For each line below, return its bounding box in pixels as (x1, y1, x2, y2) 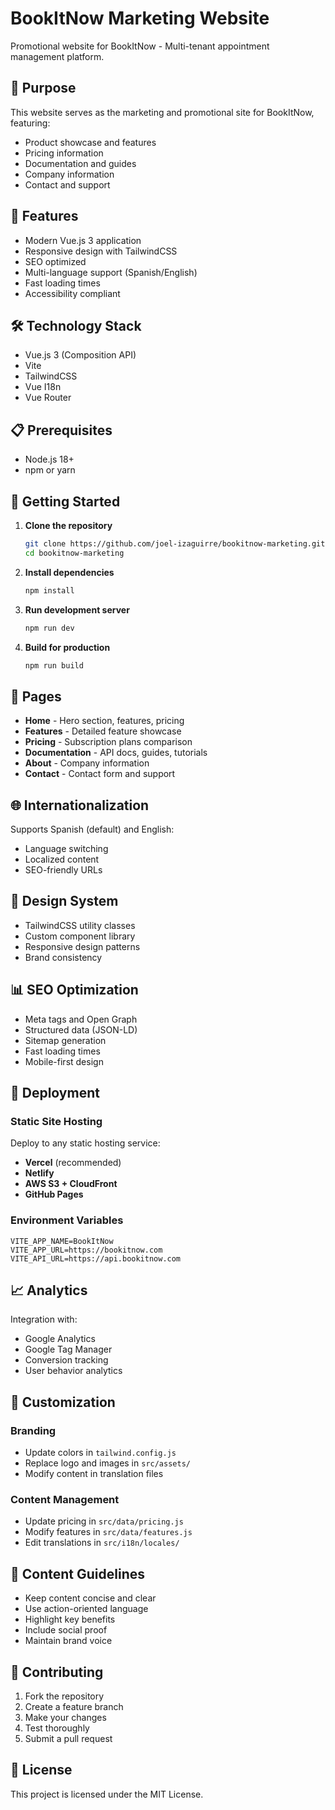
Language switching (24, 843, 109, 854)
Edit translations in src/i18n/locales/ (24, 1537, 180, 1549)
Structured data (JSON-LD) (24, 1023, 138, 1036)
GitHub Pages (24, 1188, 84, 1201)
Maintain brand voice (24, 1635, 113, 1647)
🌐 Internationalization (10, 797, 150, 814)
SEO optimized (24, 255, 87, 267)
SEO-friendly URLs (24, 864, 103, 876)
